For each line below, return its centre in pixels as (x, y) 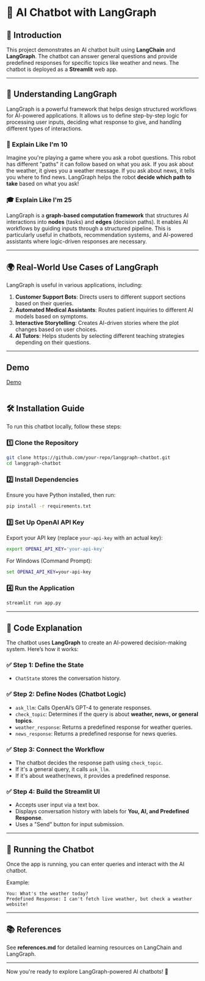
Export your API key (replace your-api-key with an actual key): (85, 538)
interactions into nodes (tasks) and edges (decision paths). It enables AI (97, 222)
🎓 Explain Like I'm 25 (39, 200)
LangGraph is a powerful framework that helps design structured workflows (102, 109)
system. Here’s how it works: (42, 649)
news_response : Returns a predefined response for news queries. (96, 733)
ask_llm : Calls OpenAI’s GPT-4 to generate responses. (83, 707)
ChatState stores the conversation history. (68, 678)
